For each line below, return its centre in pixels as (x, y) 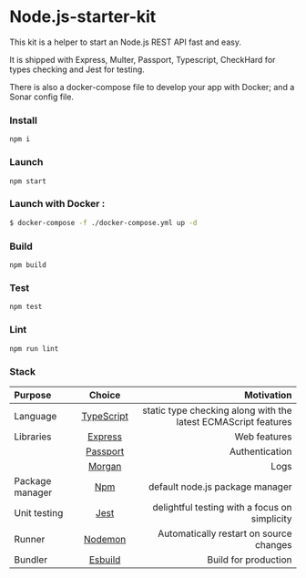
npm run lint (34, 348)
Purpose (33, 395)
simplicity (271, 519)
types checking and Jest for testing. (77, 69)
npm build (28, 265)
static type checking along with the (217, 410)
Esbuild (105, 560)
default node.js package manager (220, 487)
